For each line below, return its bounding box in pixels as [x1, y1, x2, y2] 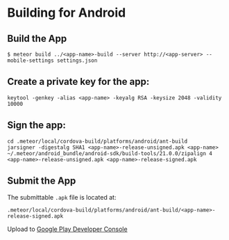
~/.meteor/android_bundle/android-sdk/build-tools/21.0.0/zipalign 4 [7, 150, 213, 157]
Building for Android [7, 5, 126, 21]
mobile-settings [7, 57, 54, 64]
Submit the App [7, 175, 76, 187]
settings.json [56, 57, 98, 64]
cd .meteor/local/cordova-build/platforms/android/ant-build [7, 138, 188, 145]
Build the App [7, 33, 67, 45]
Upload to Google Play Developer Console [7, 225, 128, 234]
